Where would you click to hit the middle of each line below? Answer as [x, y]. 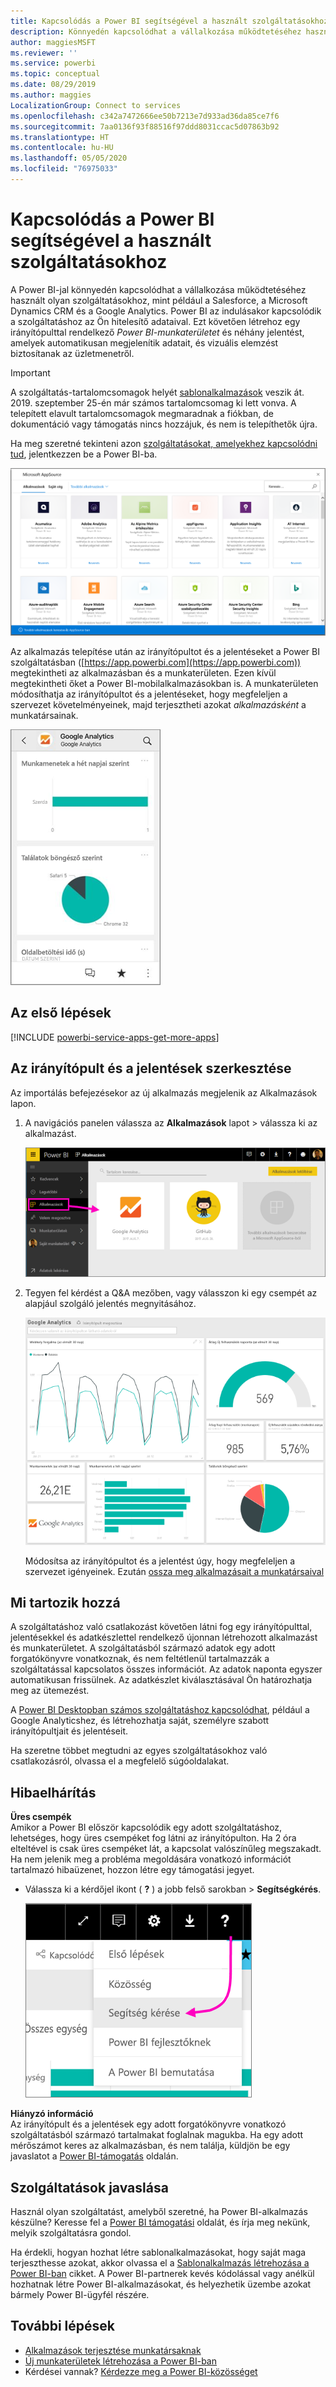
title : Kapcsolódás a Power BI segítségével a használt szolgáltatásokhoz [169, 21]
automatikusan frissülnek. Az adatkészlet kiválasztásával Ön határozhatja [161, 1680]
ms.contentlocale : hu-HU [62, 148]
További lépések [62, 2326]
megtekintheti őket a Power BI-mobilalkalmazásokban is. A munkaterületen [164, 684]
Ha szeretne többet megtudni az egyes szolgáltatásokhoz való [139, 1751]
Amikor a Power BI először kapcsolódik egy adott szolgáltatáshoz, [146, 1827]
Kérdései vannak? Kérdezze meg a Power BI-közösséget [141, 2371]
